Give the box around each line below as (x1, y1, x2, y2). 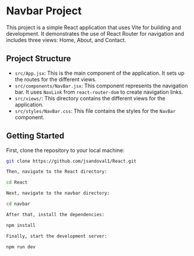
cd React (6, 179, 28, 185)
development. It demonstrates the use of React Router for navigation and (6, 30, 185, 37)
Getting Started (6, 131, 65, 141)
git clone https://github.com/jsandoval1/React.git (6, 158, 136, 164)
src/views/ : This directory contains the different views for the (14, 94, 166, 102)
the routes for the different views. (14, 75, 97, 83)
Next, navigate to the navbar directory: (6, 190, 110, 197)
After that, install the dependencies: (6, 211, 105, 217)
